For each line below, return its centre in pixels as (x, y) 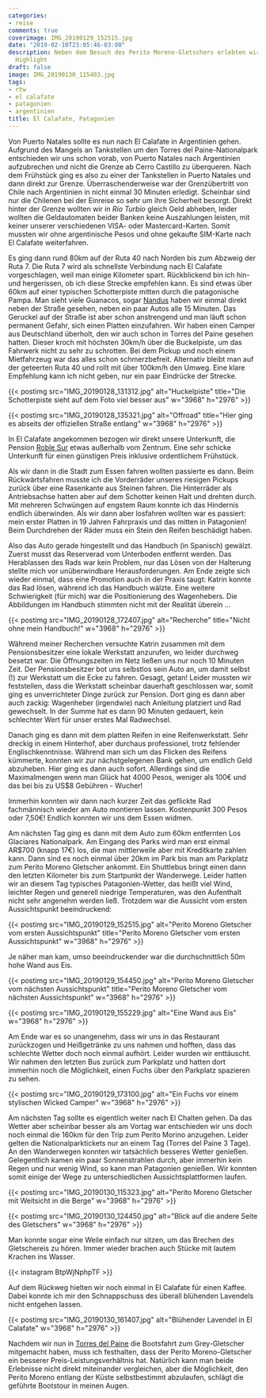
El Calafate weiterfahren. (48, 242)
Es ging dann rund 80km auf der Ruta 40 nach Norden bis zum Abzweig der (132, 258)
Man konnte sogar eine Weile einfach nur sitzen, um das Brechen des (122, 1239)
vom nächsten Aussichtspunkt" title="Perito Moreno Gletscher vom (118, 989)
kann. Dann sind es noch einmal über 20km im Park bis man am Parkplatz (128, 858)
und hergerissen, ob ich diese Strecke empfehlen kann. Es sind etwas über (130, 283)
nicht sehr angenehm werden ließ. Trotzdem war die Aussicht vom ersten (128, 901)
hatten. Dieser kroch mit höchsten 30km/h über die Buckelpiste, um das (125, 342)
